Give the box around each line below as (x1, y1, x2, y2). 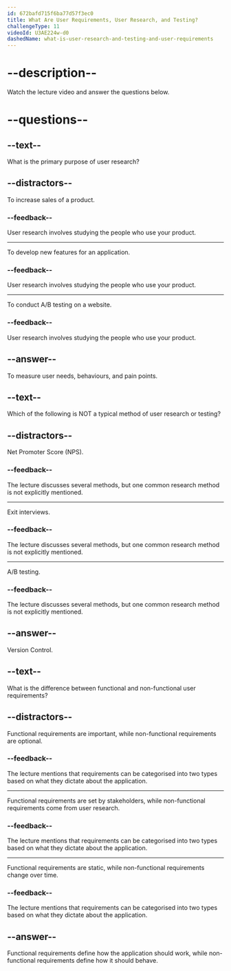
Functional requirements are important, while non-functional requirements (7, 729, 217, 737)
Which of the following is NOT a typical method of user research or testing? (7, 410, 221, 418)
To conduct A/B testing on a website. (7, 300, 112, 309)
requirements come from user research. (7, 803, 120, 812)
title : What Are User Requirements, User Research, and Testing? (7, 16, 198, 23)
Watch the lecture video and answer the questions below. (7, 88, 170, 96)
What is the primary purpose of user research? (7, 157, 140, 166)
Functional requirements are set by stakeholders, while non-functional (7, 796, 206, 805)
